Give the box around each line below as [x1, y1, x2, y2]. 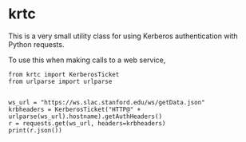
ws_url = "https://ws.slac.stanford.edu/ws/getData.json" [8, 98, 205, 106]
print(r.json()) [8, 126, 62, 134]
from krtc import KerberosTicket [8, 70, 120, 78]
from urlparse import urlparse [8, 77, 113, 85]
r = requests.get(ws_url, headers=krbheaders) [8, 119, 166, 128]
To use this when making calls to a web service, [8, 55, 166, 65]
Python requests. [8, 39, 65, 49]
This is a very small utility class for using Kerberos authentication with [8, 31, 238, 41]
